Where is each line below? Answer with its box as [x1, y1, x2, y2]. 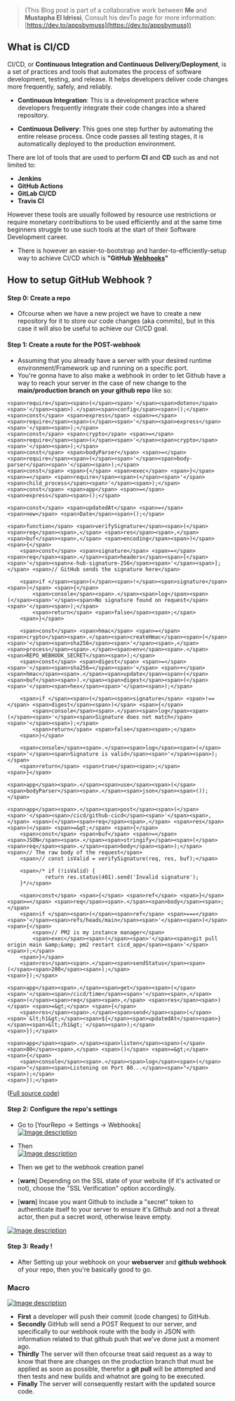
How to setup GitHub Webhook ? [7, 274, 153, 286]
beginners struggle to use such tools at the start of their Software [7, 225, 196, 233]
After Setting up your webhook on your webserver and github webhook [17, 1258, 227, 1267]
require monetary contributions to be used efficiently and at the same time [7, 217, 222, 226]
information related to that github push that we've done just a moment [17, 1335, 220, 1343]
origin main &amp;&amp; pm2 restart [7, 941, 114, 948]
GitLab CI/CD [17, 189, 57, 198]
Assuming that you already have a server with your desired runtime [17, 356, 212, 364]
